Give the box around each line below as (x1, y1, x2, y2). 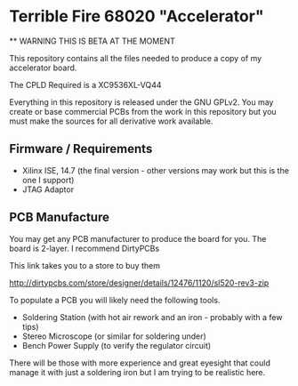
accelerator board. (9, 62, 77, 73)
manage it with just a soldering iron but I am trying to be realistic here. (9, 366, 266, 377)
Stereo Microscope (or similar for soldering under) (21, 331, 206, 342)
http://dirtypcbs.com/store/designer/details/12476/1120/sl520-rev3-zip (9, 277, 270, 288)
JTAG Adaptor (21, 184, 74, 195)
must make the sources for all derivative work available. (9, 116, 213, 126)
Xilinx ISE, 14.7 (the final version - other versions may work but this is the (21, 165, 289, 175)
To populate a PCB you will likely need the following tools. (9, 294, 221, 305)
